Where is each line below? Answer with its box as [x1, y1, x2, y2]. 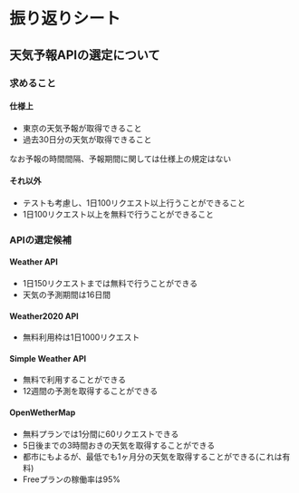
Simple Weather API [9, 353, 87, 363]
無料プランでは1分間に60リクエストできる [22, 428, 179, 440]
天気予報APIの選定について [9, 47, 160, 63]
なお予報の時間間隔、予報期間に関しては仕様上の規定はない [9, 153, 232, 164]
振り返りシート [9, 8, 121, 29]
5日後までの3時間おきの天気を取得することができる [22, 440, 216, 450]
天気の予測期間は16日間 [22, 289, 111, 300]
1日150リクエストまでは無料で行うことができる [22, 278, 198, 289]
